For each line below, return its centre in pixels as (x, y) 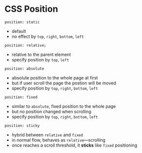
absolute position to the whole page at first (55, 77)
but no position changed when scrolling (51, 111)
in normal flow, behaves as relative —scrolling (59, 140)
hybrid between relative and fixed (47, 135)
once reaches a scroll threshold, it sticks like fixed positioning (74, 145)
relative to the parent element (41, 54)
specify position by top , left (40, 59)
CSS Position (31, 9)
